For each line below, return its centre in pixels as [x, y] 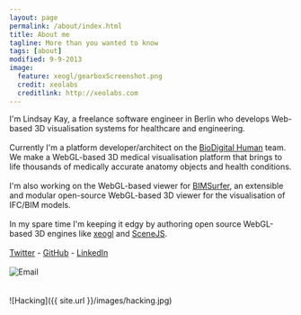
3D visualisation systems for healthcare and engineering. [140, 128]
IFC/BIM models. [40, 204]
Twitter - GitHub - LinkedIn [59, 252]
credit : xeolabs [48, 85]
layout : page [34, 18]
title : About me [40, 34]
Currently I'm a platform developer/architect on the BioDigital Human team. [148, 147]
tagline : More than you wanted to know [84, 43]
